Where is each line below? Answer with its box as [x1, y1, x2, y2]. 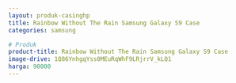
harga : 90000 [8, 62, 51, 71]
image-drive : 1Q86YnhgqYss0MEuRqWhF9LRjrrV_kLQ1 [8, 55, 172, 63]
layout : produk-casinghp [8, 11, 90, 20]
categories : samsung [8, 26, 77, 34]
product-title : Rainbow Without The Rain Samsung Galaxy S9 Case [8, 48, 228, 56]
